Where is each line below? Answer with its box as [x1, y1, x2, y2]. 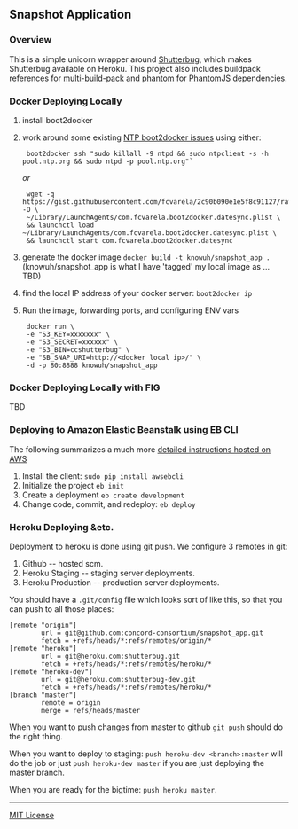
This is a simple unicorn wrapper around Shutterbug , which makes [9, 53, 253, 65]
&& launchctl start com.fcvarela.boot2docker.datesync [26, 236, 233, 245]
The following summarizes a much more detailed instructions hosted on [9, 443, 271, 455]
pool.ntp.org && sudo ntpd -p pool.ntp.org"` [21, 157, 193, 166]
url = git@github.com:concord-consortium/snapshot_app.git [41, 629, 264, 637]
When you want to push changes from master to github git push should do [9, 722, 284, 732]
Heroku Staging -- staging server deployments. [21, 567, 195, 578]
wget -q [26, 190, 55, 199]
